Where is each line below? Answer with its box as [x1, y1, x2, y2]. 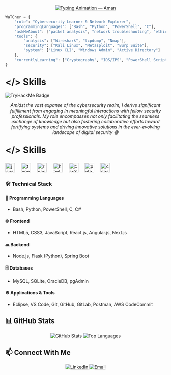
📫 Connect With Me [5, 348, 71, 357]
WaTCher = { [5, 15, 31, 20]
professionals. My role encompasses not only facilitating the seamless [11, 113, 160, 119]
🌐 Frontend [5, 218, 30, 224]
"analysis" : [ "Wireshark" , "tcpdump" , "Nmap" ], [23, 38, 126, 43]
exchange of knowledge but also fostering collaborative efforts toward [11, 119, 160, 125]
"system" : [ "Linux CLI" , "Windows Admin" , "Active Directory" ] [23, 48, 160, 53]
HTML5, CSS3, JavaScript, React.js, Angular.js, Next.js [12, 230, 127, 236]
